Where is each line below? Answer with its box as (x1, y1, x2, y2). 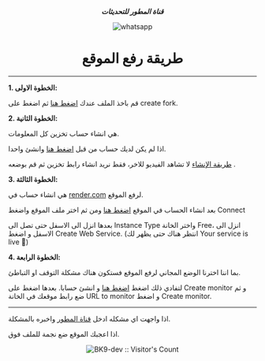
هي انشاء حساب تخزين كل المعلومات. (8, 128, 120, 138)
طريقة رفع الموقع (81, 50, 184, 68)
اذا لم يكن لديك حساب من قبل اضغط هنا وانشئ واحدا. (8, 143, 166, 153)
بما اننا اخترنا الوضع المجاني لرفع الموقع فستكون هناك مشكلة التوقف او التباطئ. (8, 267, 241, 277)
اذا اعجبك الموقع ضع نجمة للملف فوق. (8, 329, 120, 338)
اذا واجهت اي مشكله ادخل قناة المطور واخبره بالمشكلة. (8, 314, 171, 323)
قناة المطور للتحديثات (101, 7, 164, 16)
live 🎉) (8, 236, 29, 247)
